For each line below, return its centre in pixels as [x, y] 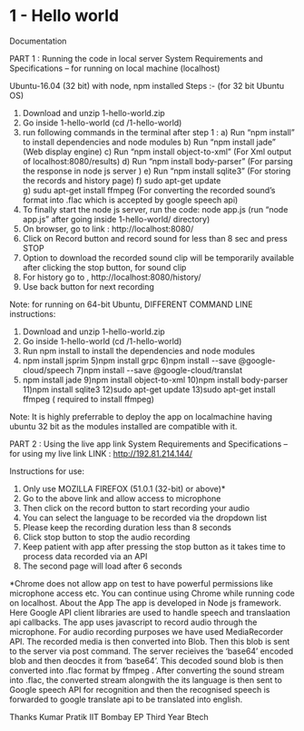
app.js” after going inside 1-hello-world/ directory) [116, 219]
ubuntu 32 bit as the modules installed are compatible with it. [123, 426]
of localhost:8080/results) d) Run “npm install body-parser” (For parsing [157, 161]
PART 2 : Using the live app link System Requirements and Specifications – [149, 444]
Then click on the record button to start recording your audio [136, 508]
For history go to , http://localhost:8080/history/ [112, 277]
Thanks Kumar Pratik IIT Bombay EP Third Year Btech [109, 716]
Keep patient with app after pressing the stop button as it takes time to [154, 547]
